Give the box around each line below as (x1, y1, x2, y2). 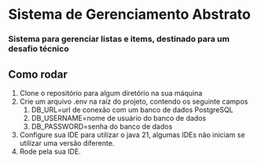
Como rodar (8, 67, 68, 81)
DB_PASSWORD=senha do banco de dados (31, 122, 173, 131)
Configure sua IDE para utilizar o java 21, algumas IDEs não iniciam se (19, 129, 245, 139)
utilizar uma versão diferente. (19, 138, 115, 148)
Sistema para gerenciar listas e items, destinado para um (8, 34, 230, 45)
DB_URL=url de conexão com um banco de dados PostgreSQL (31, 104, 234, 115)
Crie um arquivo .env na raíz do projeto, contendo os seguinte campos (19, 97, 249, 106)
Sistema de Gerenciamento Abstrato (8, 5, 251, 24)
